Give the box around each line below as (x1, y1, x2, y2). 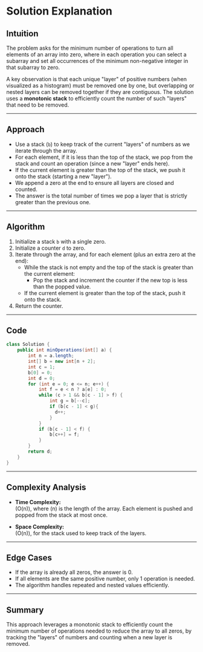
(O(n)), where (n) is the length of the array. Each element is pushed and (14, 505, 193, 512)
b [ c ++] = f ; (49, 431, 80, 437)
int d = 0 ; (28, 375, 56, 381)
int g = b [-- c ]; (49, 398, 91, 404)
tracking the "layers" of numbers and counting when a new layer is (6, 634, 173, 641)
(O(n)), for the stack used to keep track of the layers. (14, 529, 147, 537)
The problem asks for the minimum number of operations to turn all (6, 44, 173, 52)
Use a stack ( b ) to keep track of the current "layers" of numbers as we (14, 141, 190, 148)
